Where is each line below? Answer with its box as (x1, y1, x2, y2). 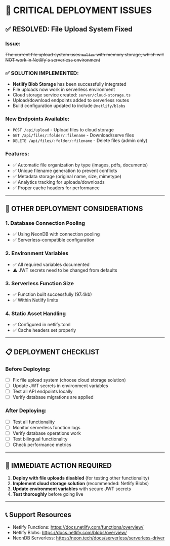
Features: (5, 150, 29, 157)
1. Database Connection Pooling (5, 220, 85, 227)
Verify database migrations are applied (12, 394, 94, 400)
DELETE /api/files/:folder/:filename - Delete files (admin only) (12, 138, 148, 144)
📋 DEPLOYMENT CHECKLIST (5, 348, 100, 356)
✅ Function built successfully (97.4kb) (12, 291, 92, 297)
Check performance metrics (12, 441, 72, 448)
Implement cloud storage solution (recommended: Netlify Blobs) (12, 480, 149, 486)
